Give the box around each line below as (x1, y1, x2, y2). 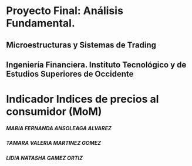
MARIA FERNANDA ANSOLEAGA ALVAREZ (6, 124, 112, 131)
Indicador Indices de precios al (6, 93, 159, 106)
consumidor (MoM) (6, 105, 102, 118)
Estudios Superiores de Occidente (6, 69, 134, 79)
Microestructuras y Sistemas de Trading (6, 40, 157, 50)
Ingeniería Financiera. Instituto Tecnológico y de (6, 60, 187, 70)
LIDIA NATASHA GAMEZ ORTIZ (6, 154, 83, 161)
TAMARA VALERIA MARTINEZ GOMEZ (6, 140, 102, 147)
